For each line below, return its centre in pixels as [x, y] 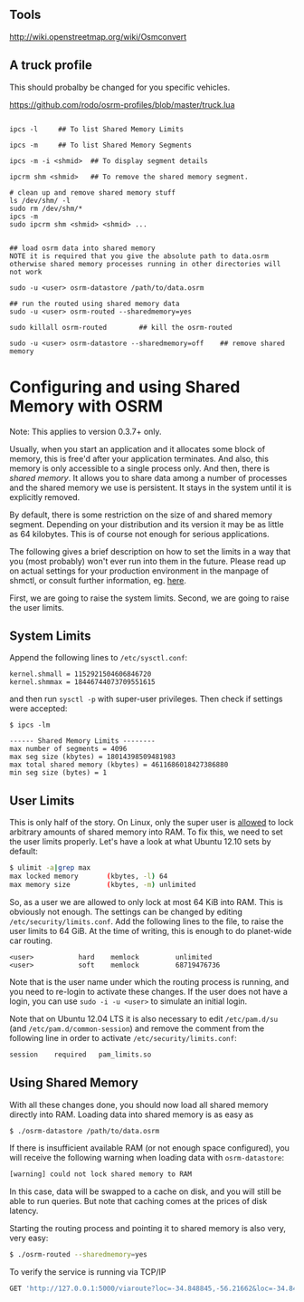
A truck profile [51, 66]
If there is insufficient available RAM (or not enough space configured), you [149, 1148]
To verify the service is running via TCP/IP [88, 1272]
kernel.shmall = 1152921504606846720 [81, 674]
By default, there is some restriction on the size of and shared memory [141, 515]
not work [26, 272]
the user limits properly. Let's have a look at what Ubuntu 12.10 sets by [140, 842]
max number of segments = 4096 [68, 749]
